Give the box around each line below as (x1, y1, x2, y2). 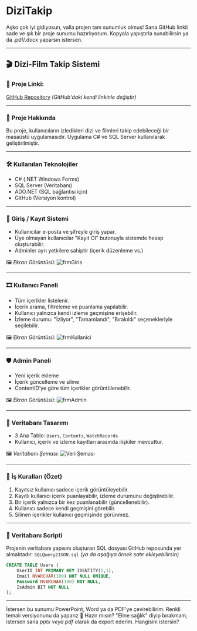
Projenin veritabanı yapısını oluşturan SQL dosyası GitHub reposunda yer (6, 544, 182, 552)
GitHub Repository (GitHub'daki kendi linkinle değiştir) (6, 93, 137, 101)
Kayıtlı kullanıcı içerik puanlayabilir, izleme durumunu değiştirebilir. (14, 492, 175, 499)
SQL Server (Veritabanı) (14, 182, 72, 189)
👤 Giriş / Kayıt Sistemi (6, 215, 69, 223)
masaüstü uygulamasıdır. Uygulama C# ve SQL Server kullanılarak (6, 133, 165, 140)
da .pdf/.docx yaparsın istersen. (6, 36, 83, 43)
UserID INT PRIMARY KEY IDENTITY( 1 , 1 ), (16, 567, 114, 573)
